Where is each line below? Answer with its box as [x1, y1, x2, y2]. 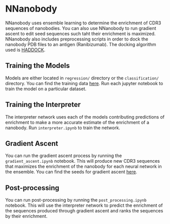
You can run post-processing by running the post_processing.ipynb [5, 197, 147, 203]
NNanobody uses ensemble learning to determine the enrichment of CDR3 [5, 20, 161, 26]
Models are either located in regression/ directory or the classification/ [5, 74, 159, 81]
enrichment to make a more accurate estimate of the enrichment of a [5, 119, 150, 125]
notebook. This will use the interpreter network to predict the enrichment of [5, 202, 163, 208]
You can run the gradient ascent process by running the [5, 153, 122, 159]
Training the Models [5, 61, 70, 70]
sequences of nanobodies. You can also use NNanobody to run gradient [5, 25, 156, 31]
